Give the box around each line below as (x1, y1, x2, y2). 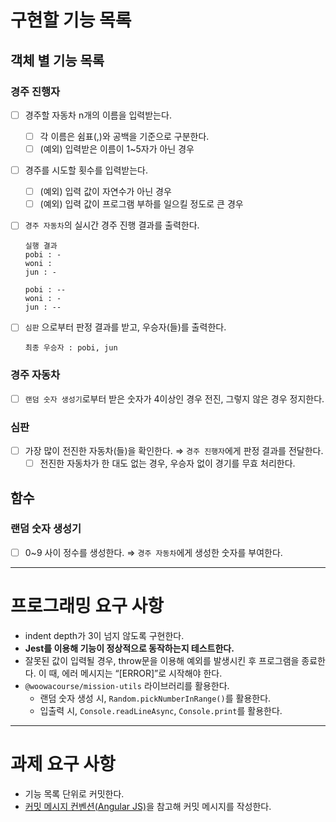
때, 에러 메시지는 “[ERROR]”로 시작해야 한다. (48, 667, 223, 679)
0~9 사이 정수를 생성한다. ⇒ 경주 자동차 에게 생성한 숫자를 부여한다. (24, 546, 283, 558)
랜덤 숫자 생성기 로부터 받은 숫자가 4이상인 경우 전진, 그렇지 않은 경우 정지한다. (24, 392, 325, 405)
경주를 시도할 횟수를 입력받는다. (24, 164, 148, 176)
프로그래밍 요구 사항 (10, 595, 165, 618)
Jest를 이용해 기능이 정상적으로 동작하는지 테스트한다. (24, 642, 235, 654)
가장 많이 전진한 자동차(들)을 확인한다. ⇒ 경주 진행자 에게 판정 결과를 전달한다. (24, 445, 324, 457)
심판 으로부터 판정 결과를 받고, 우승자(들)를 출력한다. (24, 321, 227, 333)
